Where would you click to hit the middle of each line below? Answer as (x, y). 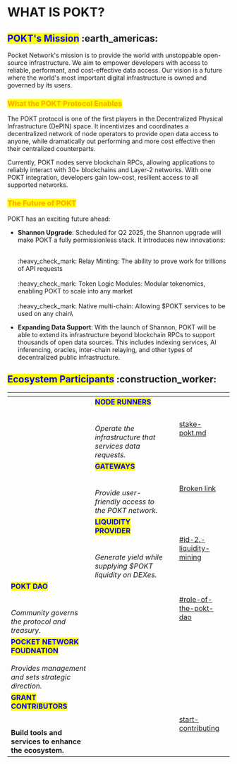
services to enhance (46, 741)
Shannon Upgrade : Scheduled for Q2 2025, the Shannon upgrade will (119, 232)
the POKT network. (126, 511)
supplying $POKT (124, 566)
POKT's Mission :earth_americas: (83, 38)
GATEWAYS (115, 466)
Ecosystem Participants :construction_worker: (112, 379)
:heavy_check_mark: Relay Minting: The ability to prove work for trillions (122, 261)
